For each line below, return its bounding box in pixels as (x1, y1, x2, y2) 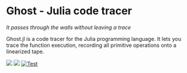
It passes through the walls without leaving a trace (6, 24, 131, 31)
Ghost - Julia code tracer (6, 4, 133, 18)
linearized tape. (6, 47, 45, 55)
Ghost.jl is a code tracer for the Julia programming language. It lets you (6, 35, 182, 42)
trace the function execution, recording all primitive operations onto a (6, 42, 177, 49)
